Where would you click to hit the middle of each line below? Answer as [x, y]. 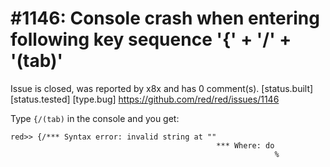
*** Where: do [245, 145]
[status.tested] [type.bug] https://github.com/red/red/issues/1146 [145, 99]
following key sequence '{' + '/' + [151, 39]
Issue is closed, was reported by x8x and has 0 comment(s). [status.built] [162, 88]
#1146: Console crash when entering [165, 18]
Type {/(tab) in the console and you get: [95, 118]
